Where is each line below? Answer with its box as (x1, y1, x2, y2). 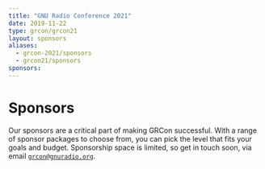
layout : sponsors (8, 34, 67, 43)
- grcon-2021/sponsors (15, 49, 92, 57)
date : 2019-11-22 (8, 19, 67, 27)
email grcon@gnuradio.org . (8, 150, 95, 161)
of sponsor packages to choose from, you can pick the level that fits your (8, 134, 252, 143)
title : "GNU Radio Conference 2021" (8, 11, 132, 20)
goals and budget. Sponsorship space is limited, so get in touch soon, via (8, 142, 252, 152)
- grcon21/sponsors (15, 57, 82, 65)
